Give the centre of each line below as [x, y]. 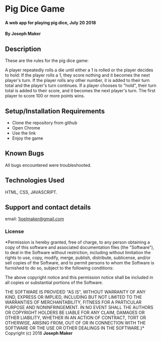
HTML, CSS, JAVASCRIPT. [31, 192]
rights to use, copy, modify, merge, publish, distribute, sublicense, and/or [78, 258]
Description [23, 49]
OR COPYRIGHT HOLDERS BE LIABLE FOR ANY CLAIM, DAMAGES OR [75, 312]
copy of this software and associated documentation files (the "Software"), [80, 247]
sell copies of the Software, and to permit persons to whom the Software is [80, 262]
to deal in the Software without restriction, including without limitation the [78, 252]
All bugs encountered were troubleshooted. [48, 165]
